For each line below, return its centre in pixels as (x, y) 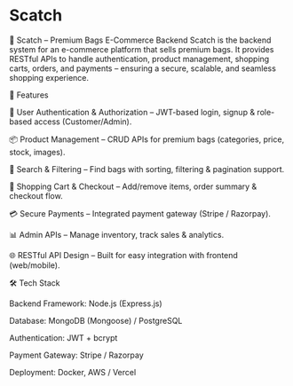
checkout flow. (36, 195)
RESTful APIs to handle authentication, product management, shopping (139, 59)
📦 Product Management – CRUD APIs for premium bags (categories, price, (147, 139)
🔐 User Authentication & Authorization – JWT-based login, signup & (132, 112)
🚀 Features (29, 95)
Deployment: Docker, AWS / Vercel (73, 372)
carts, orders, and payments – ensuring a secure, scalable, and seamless (143, 68)
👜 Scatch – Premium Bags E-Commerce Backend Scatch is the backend (140, 40)
